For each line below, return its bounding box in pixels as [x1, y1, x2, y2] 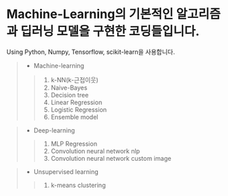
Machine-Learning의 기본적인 [6, 6, 174, 22]
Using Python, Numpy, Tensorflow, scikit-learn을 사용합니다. [6, 48, 176, 56]
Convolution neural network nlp [50, 146, 141, 155]
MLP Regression [50, 139, 98, 148]
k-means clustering [50, 181, 106, 189]
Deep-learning [33, 126, 75, 135]
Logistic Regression [50, 105, 107, 114]
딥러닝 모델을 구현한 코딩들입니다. [20, 23, 200, 39]
